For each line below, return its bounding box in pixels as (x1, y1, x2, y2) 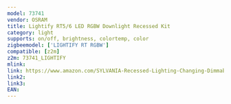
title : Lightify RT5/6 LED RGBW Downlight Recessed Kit (7, 23, 170, 29)
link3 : (7, 80, 26, 87)
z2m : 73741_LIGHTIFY (7, 55, 67, 62)
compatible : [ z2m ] (7, 49, 60, 55)
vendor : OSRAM (7, 16, 48, 23)
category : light (7, 29, 54, 36)
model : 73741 (7, 10, 45, 17)
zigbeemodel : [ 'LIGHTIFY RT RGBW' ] (7, 42, 109, 49)
